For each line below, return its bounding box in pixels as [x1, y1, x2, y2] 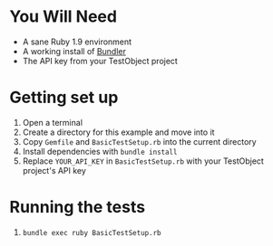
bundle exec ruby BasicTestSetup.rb [22, 228, 161, 237]
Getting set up [9, 88, 119, 108]
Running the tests [9, 197, 146, 218]
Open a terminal [22, 117, 83, 128]
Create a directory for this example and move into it [22, 127, 215, 137]
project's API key [22, 165, 86, 175]
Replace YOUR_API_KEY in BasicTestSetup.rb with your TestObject [22, 156, 265, 166]
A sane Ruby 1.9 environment [22, 36, 132, 47]
